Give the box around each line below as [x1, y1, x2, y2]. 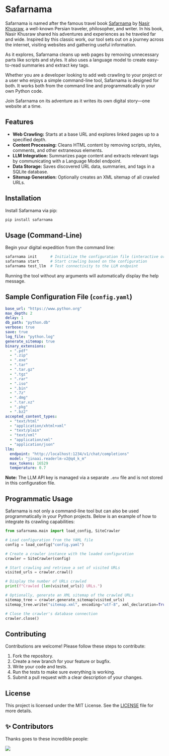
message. [5, 278, 26, 284]
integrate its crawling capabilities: [5, 518, 75, 525]
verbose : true [5, 325, 35, 330]
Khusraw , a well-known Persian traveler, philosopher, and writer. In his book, [5, 25, 163, 31]
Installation [5, 194, 41, 203]
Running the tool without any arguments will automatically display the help [5, 272, 159, 278]
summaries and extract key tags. [22, 62, 90, 68]
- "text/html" [10, 419, 39, 424]
